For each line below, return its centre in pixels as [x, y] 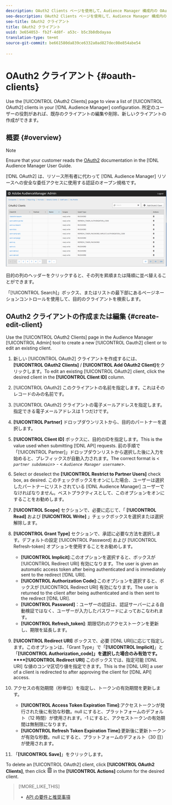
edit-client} [24, 325]
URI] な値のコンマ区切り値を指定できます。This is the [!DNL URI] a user [88, 666]
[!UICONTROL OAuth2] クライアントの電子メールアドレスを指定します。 [89, 405]
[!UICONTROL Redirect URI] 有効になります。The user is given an [90, 563]
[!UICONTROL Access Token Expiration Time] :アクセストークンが [91, 705]
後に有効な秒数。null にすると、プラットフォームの [92, 711]
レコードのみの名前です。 [40, 394]
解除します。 [27, 522]
